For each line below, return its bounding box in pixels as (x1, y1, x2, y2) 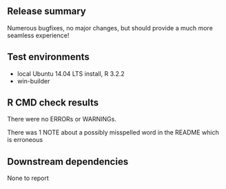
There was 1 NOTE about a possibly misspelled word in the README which (7, 128, 219, 137)
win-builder (17, 77, 50, 85)
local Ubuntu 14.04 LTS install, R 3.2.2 (17, 69, 125, 78)
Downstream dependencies (7, 155, 129, 168)
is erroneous (7, 136, 43, 144)
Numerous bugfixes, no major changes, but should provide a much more (7, 23, 214, 32)
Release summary (7, 6, 86, 17)
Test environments (7, 51, 90, 63)
